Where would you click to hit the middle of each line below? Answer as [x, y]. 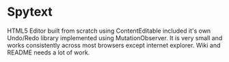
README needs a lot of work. [49, 52]
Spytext [30, 12]
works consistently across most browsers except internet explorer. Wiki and [114, 45]
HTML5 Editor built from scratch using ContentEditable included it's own [109, 31]
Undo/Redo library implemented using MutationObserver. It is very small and [115, 37]
